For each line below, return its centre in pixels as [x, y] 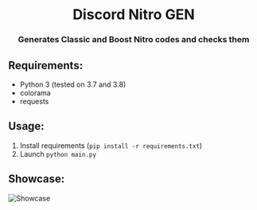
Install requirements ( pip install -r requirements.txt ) [111, 146]
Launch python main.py [58, 154]
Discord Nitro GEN [134, 15]
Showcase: [37, 179]
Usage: [27, 126]
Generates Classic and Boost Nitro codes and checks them [134, 40]
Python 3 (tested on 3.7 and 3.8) [73, 84]
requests [34, 101]
